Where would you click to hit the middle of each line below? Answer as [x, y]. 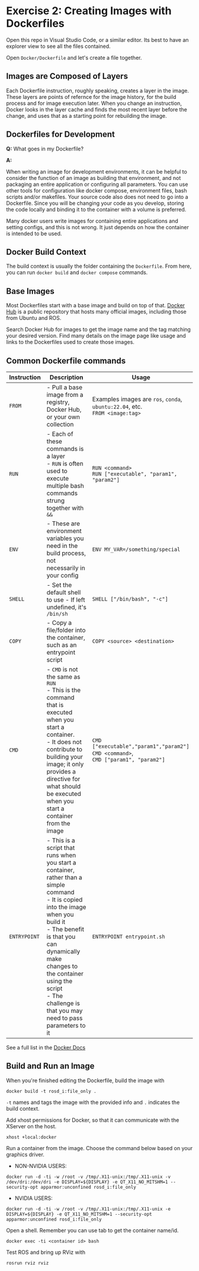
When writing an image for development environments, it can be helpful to [97, 171]
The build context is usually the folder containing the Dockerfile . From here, [99, 266]
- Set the [59, 585]
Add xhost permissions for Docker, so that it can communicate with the [93, 1120]
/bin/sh [57, 614]
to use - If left [66, 600]
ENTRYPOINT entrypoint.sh [129, 937]
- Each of [60, 434]
